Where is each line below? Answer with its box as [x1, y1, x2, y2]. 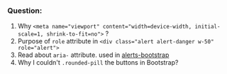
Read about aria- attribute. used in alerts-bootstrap [17, 51, 170, 59]
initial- [194, 23, 221, 31]
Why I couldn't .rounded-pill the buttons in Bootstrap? [17, 58, 179, 67]
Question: [7, 6, 43, 16]
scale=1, [17, 31, 44, 38]
